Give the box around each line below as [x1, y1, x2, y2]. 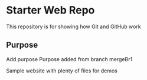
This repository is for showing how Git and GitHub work [6, 23, 141, 30]
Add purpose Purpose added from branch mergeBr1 [6, 55, 133, 62]
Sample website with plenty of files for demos [6, 67, 118, 74]
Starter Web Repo [6, 4, 95, 17]
